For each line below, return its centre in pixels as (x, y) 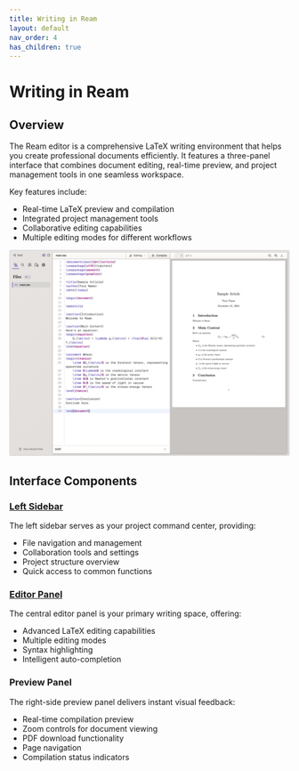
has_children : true (45, 47)
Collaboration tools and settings (81, 553)
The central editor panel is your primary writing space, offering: (125, 613)
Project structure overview (71, 562)
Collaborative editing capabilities (82, 228)
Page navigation (52, 747)
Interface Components (73, 481)
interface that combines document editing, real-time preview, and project (143, 166)
